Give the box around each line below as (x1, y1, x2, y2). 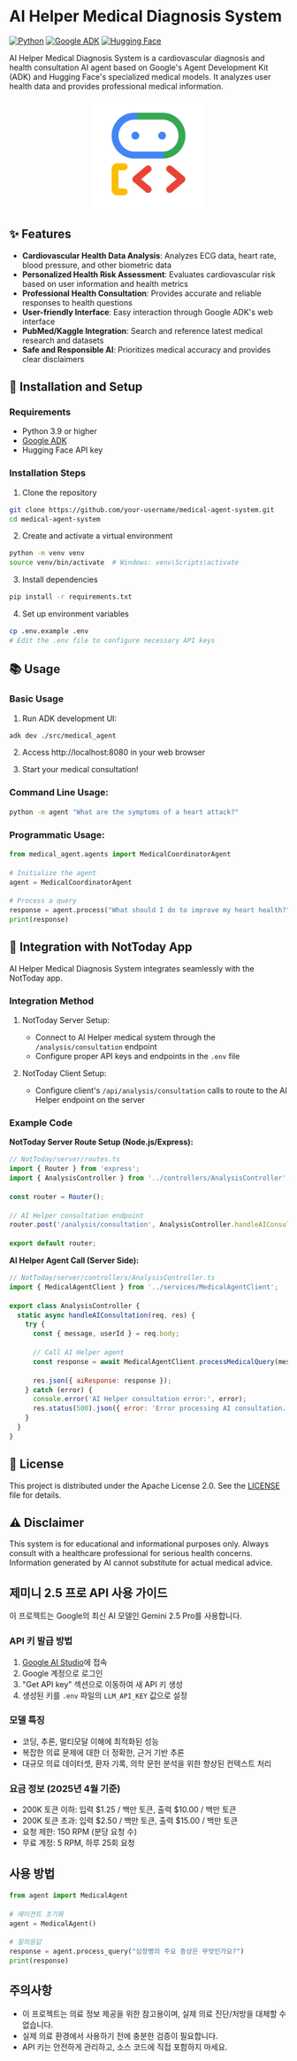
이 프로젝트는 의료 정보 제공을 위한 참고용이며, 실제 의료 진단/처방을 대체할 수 (21, 2008, 287, 2018)
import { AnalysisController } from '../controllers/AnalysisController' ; (9, 1174, 291, 1183)
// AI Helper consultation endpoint (9, 1211, 144, 1220)
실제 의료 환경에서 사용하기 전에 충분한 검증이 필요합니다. (21, 2030, 218, 2041)
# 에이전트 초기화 (9, 1910, 65, 1918)
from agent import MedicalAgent (9, 1891, 128, 1900)
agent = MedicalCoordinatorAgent (9, 878, 133, 887)
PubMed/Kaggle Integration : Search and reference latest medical (21, 325, 263, 336)
